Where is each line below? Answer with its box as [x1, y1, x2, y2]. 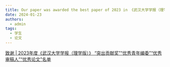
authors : [5, 17, 24, 22]
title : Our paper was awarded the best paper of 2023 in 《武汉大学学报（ [5, 7, 160, 13]
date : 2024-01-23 [5, 12, 42, 17]
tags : [5, 26, 17, 31]
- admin [10, 21, 26, 27]
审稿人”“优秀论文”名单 [5, 56, 52, 62]
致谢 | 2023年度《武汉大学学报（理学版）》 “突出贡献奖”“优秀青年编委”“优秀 [5, 50, 162, 56]
